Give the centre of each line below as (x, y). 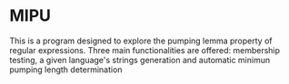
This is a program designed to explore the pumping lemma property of (141, 41)
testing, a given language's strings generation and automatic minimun (140, 60)
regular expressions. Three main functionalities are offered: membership (144, 50)
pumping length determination (66, 70)
